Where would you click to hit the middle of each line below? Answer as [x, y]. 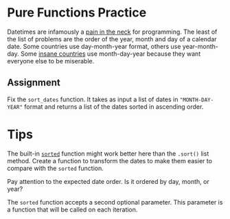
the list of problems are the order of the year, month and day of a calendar [112, 39]
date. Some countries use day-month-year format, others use [94, 46]
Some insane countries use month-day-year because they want [111, 54]
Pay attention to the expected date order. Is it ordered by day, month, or [108, 181]
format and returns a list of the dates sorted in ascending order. [114, 106]
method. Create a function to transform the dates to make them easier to [110, 160]
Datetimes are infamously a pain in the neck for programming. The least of [112, 32]
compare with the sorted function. [56, 168]
